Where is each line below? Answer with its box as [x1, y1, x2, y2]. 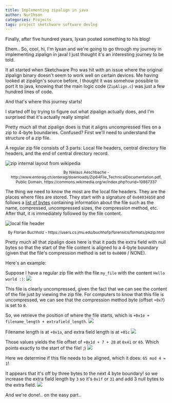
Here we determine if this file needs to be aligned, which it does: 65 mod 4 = [5, 355, 166, 361]
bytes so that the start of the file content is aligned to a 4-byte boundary [5, 245, 158, 251]
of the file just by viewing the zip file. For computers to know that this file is [5, 291, 164, 298]
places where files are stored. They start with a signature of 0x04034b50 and [5, 194, 165, 200]
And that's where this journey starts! [5, 99, 82, 105]
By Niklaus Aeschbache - [63, 170, 109, 175]
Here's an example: [5, 260, 46, 266]
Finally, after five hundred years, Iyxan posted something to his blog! [5, 36, 150, 42]
